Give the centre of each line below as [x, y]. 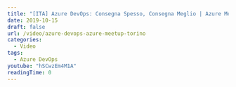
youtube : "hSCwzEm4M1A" [42, 66]
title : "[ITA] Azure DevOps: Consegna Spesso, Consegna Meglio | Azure [114, 14]
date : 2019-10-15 [33, 20]
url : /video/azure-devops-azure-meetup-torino [77, 33]
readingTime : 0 [29, 72]
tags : [15, 53]
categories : [25, 40]
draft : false [26, 27]
